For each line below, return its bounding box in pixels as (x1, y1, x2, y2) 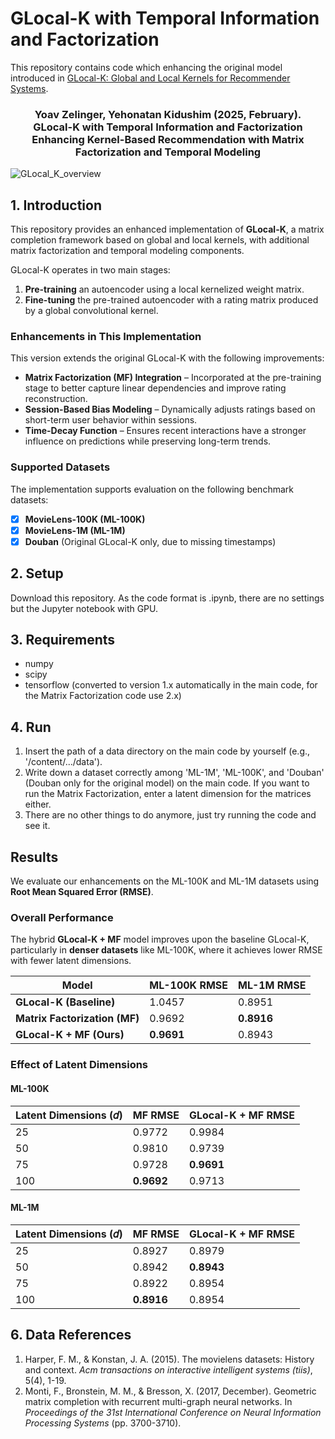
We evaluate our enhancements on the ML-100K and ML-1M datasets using (10, 875, 320, 887)
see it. (24, 820, 51, 832)
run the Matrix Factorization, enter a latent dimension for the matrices (24, 788, 312, 800)
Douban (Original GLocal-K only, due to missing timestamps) (24, 535, 277, 547)
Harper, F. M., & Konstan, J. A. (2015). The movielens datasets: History (24, 1353, 315, 1365)
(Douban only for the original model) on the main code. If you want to (24, 777, 310, 789)
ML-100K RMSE (149, 978, 229, 992)
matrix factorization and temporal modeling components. (10, 245, 245, 257)
